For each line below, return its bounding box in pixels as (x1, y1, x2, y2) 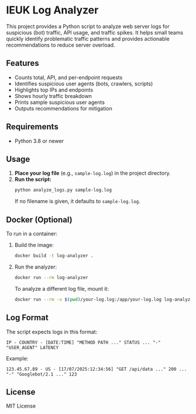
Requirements (6, 122, 59, 132)
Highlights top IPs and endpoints (14, 86, 94, 93)
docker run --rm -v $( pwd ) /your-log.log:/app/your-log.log (14, 296, 162, 302)
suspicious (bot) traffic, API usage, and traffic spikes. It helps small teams (6, 29, 183, 36)
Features (6, 58, 39, 68)
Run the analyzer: (14, 263, 57, 270)
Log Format (6, 313, 49, 323)
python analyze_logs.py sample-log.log (14, 187, 112, 193)
